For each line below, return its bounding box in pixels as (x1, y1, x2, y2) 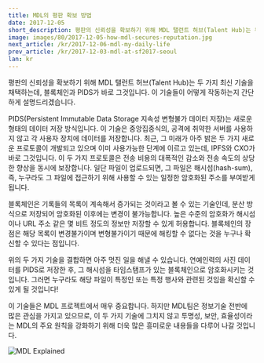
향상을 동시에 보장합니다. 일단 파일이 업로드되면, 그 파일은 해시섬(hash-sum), (16, 162, 253, 172)
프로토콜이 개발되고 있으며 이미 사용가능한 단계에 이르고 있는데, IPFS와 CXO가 (16, 143, 255, 153)
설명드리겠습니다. (22, 97, 76, 107)
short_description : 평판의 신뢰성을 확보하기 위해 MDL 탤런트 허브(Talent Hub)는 (8, 26, 251, 34)
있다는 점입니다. (31, 238, 80, 248)
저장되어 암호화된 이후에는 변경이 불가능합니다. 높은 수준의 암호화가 (28, 209, 235, 218)
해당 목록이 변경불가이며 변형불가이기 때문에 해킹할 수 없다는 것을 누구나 (22, 228, 244, 238)
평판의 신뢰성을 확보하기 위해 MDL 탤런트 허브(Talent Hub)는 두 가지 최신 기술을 (8, 78, 254, 87)
